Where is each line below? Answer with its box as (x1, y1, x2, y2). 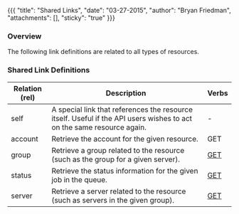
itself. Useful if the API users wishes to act (51, 113, 193, 123)
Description (105, 88, 147, 98)
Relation (13, 83, 43, 93)
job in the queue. (51, 174, 108, 184)
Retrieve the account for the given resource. (51, 134, 199, 144)
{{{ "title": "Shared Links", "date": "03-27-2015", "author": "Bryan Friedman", (7, 6, 231, 14)
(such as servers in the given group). (51, 195, 175, 205)
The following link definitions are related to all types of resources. (7, 48, 199, 56)
